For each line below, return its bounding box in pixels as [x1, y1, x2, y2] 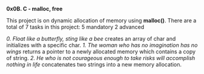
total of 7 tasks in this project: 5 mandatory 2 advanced [6, 24, 144, 30]
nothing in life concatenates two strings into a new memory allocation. [6, 61, 182, 68]
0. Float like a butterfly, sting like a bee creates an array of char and [6, 35, 176, 42]
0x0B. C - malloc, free [6, 5, 63, 12]
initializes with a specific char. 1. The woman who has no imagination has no [6, 42, 198, 49]
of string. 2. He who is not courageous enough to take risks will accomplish [6, 55, 195, 61]
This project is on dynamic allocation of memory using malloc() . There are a [6, 17, 197, 24]
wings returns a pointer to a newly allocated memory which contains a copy [6, 48, 196, 55]
